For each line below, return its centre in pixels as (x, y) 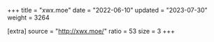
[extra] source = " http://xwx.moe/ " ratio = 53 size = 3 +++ (91, 31)
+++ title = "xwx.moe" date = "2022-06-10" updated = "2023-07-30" (107, 10)
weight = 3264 (29, 17)
